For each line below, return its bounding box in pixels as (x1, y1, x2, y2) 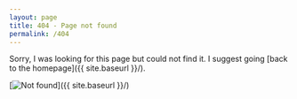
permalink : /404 (9, 29, 69, 38)
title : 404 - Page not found (9, 21, 117, 30)
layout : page (9, 12, 58, 22)
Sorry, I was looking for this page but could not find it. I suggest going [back (9, 54, 288, 65)
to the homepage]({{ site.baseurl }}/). (9, 63, 146, 73)
